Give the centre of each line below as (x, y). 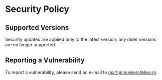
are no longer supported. (31, 45)
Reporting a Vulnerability (45, 60)
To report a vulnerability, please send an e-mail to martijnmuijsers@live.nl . (81, 72)
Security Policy (37, 9)
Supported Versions (37, 28)
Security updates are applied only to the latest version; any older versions (81, 39)
